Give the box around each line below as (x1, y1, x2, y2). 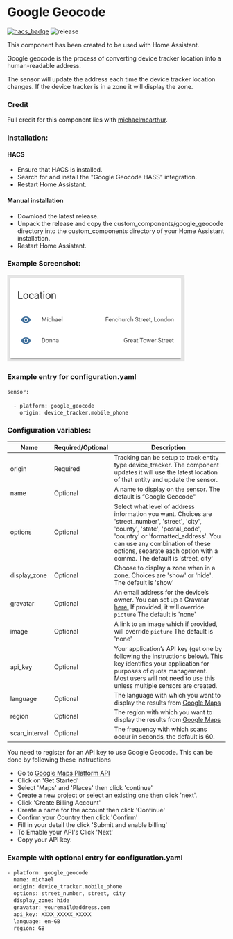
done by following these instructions (7, 755, 111, 764)
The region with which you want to (114, 708, 213, 716)
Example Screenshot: (7, 259, 81, 268)
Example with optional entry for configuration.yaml (7, 853, 183, 862)
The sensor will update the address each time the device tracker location (7, 74, 216, 83)
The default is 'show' (114, 578, 174, 586)
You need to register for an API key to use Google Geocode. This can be (7, 748, 214, 756)
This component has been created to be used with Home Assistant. (7, 40, 200, 49)
